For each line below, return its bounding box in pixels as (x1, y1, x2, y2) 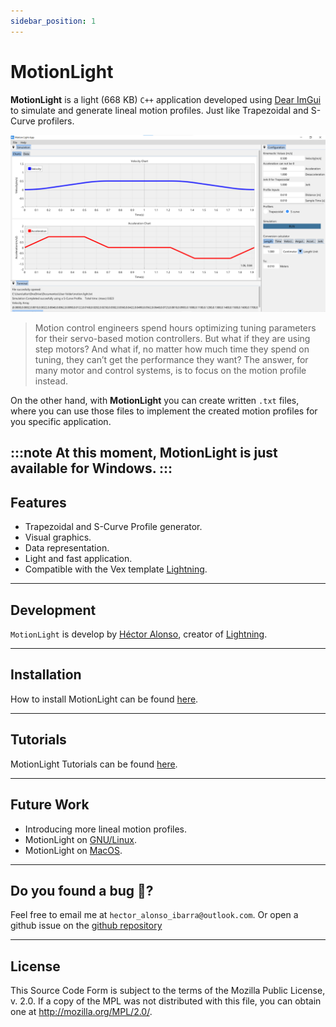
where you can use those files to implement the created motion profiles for (10, 405, 318, 417)
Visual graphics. (24, 531, 92, 544)
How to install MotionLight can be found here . (10, 693, 199, 705)
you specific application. (10, 416, 112, 428)
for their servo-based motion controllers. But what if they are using (34, 333, 311, 345)
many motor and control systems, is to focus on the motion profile (34, 365, 307, 377)
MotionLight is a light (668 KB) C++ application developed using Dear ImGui (10, 93, 322, 105)
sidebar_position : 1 (10, 16, 97, 26)
